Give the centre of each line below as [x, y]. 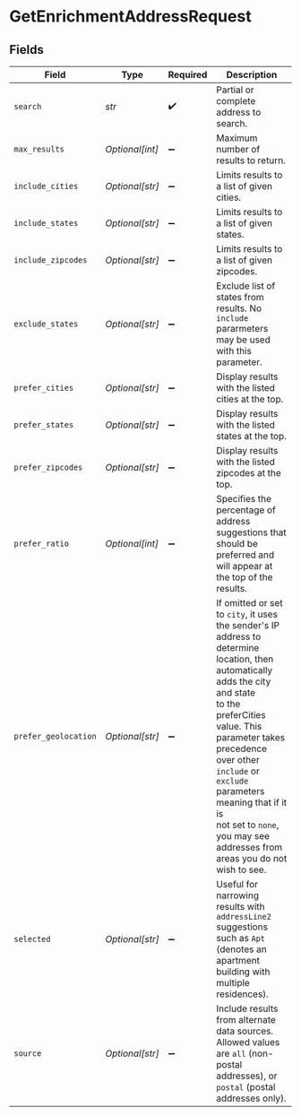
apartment [238, 960]
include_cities [46, 186]
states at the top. [251, 436]
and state [236, 692]
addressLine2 [244, 917]
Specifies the [244, 499]
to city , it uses [247, 614]
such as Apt [241, 938]
